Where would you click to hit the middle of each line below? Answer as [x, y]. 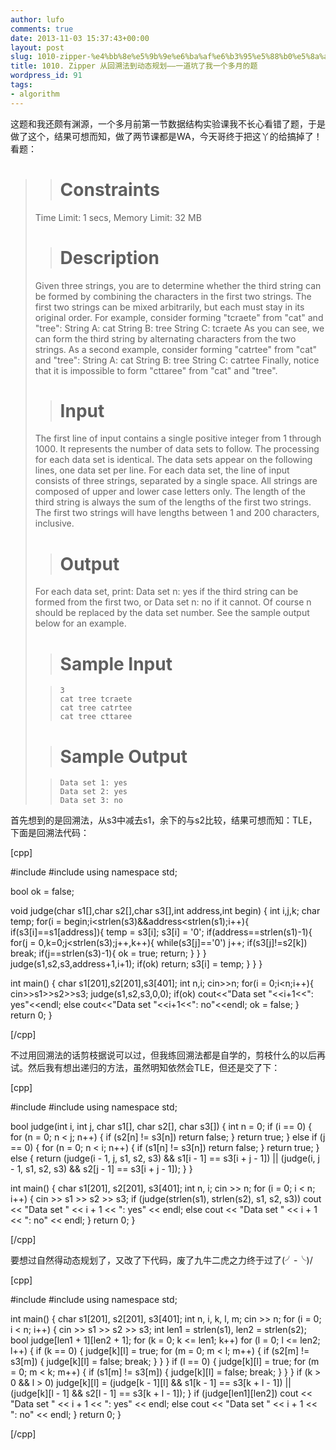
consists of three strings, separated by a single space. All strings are [176, 481]
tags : [21, 85]
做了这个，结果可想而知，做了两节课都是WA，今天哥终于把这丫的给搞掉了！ [166, 136]
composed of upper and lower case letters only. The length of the [170, 492]
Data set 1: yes [93, 783]
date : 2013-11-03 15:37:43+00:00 [80, 38]
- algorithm [35, 94]
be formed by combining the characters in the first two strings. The [173, 296]
